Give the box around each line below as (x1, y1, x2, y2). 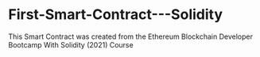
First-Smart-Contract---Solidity (8, 6, 223, 24)
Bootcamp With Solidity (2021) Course (8, 40, 134, 49)
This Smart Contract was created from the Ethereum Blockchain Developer (8, 32, 253, 41)
